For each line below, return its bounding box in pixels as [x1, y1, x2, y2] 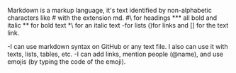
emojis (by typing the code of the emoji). [7, 57, 126, 66]
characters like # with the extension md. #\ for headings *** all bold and [7, 13, 218, 22]
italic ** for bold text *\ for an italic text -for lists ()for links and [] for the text [7, 21, 229, 29]
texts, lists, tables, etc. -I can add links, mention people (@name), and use [7, 50, 223, 58]
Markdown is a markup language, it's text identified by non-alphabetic [7, 6, 213, 14]
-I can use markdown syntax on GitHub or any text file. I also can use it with [7, 43, 228, 50]
